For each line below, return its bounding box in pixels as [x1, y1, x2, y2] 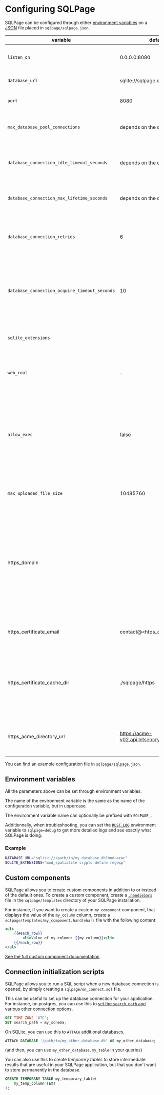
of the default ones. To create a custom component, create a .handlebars [5, 892, 153, 898]
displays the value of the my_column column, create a [5, 912, 110, 918]
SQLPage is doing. [5, 832, 42, 838]
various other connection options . [5, 1006, 73, 1012]
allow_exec [7, 432, 33, 437]
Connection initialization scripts [5, 968, 104, 976]
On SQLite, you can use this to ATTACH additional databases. [5, 1029, 124, 1035]
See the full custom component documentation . [5, 953, 101, 959]
